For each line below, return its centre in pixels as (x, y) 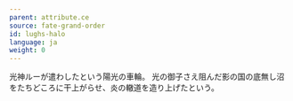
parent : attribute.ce (49, 17)
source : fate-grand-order (57, 26)
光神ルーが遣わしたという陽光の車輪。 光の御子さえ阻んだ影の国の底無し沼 (147, 77)
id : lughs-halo (37, 34)
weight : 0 (28, 50)
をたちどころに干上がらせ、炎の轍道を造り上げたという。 (114, 88)
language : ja (33, 42)
